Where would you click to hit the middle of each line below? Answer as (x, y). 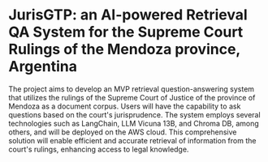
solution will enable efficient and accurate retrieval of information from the (132, 140)
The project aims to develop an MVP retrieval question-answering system (131, 89)
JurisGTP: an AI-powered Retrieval (128, 15)
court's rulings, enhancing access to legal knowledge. (99, 149)
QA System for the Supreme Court (126, 32)
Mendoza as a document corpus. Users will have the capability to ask (125, 106)
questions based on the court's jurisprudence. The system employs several (135, 114)
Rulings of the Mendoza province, (125, 49)
